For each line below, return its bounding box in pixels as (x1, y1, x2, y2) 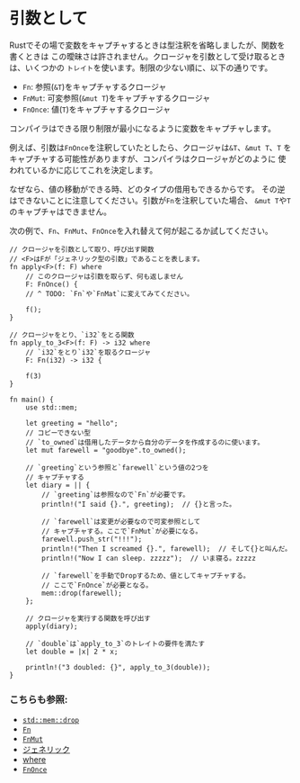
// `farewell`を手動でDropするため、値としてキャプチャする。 (41, 571, 251, 580)
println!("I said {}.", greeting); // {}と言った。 (41, 499, 236, 508)
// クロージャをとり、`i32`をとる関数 (9, 330, 135, 339)
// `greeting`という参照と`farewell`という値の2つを (25, 463, 209, 472)
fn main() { (9, 395, 54, 404)
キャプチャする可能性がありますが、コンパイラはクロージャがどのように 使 (9, 153, 287, 164)
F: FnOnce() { (25, 280, 78, 289)
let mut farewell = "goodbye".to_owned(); (25, 445, 187, 454)
